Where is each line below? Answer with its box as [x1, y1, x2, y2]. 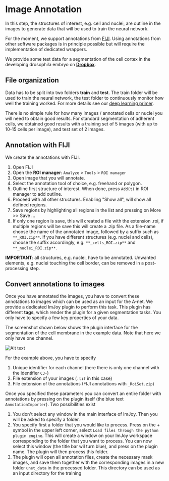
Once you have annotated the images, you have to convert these [5, 293, 140, 299]
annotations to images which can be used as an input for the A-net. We [5, 298, 153, 304]
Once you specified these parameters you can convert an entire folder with [5, 390, 161, 397]
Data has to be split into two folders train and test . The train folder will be [5, 90, 158, 96]
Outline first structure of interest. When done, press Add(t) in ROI [12, 186, 148, 192]
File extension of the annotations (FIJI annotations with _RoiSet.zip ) [12, 381, 155, 387]
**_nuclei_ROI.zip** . [12, 244, 57, 251]
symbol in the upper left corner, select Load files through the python [12, 427, 159, 433]
